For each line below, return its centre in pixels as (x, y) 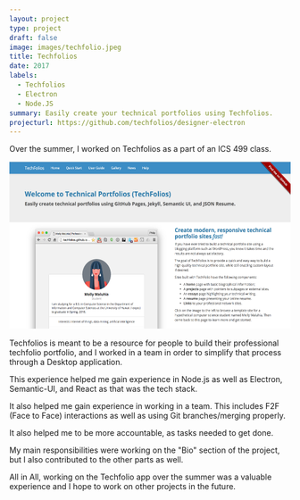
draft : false (33, 37)
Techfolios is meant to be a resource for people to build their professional (144, 343)
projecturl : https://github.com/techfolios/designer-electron (127, 122)
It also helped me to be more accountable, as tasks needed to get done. (142, 433)
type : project (36, 28)
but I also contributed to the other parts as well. (96, 460)
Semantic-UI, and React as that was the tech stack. (104, 389)
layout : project (39, 19)
